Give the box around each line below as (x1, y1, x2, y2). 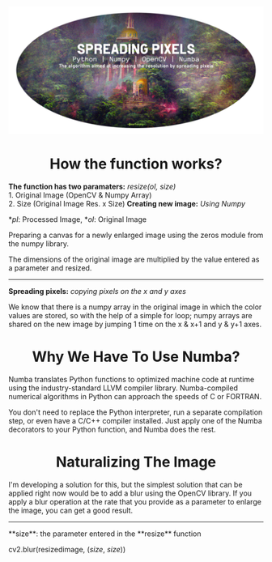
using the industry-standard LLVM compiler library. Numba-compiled (8, 383, 239, 393)
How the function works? (49, 155, 223, 173)
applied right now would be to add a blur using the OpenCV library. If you (8, 488, 253, 498)
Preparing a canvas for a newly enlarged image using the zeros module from (8, 230, 264, 240)
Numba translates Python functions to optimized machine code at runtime (8, 374, 255, 384)
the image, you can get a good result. (8, 505, 134, 515)
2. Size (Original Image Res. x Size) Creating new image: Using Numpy (8, 198, 245, 208)
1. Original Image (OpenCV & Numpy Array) (8, 189, 152, 200)
